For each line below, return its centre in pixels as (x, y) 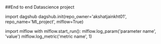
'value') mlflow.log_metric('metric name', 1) (48, 36)
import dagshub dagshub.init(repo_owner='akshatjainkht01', (66, 16)
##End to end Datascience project (40, 7)
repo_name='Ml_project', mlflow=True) (44, 22)
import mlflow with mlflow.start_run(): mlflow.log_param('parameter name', (81, 31)
